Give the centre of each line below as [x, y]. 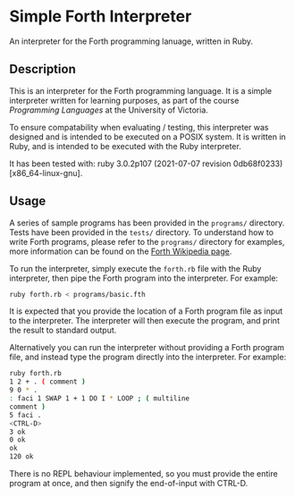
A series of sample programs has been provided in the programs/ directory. [147, 223]
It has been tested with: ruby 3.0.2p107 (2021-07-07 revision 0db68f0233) [146, 164]
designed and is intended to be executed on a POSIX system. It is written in [147, 137]
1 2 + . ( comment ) [48, 382]
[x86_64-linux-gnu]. [46, 173]
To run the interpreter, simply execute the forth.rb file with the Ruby [135, 268]
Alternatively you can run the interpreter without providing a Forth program [147, 348]
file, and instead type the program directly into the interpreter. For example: [148, 357]
